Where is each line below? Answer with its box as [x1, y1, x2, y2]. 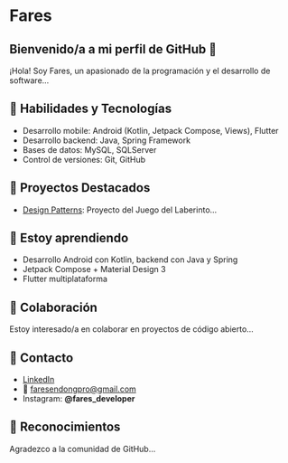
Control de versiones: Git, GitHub [22, 154, 146, 165]
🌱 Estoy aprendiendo [9, 231, 129, 246]
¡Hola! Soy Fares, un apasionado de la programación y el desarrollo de [9, 65, 271, 76]
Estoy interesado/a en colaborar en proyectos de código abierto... [9, 324, 255, 335]
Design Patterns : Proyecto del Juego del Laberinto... [22, 204, 218, 215]
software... [9, 75, 50, 86]
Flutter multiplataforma [22, 273, 108, 285]
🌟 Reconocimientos [9, 420, 121, 435]
